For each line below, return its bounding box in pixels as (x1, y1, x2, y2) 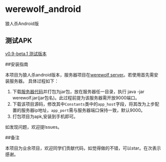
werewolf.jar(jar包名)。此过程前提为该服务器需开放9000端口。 (12, 94, 140, 100)
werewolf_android (5, 3, 81, 15)
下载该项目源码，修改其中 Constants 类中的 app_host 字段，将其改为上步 (12, 101, 155, 107)
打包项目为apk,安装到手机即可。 (12, 113, 78, 119)
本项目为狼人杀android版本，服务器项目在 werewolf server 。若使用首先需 (5, 72, 154, 78)
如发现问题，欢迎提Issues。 (5, 124, 62, 130)
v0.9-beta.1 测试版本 (5, 51, 47, 57)
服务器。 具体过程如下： (9, 78, 59, 84)
